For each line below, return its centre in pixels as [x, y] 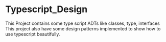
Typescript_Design [46, 9]
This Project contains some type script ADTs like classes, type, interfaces [82, 23]
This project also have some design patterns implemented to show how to [83, 28]
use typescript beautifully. [33, 34]
